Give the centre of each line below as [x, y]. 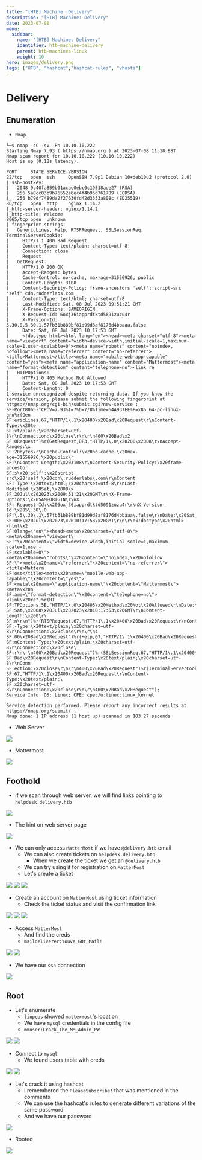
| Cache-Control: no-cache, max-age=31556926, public [80, 278]
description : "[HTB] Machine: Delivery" [58, 18]
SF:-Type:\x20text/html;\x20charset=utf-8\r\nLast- [72, 484]
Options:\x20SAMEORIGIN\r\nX [43, 500]
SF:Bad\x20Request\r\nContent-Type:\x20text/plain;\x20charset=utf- [94, 658]
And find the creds [47, 935]
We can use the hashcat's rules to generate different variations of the [110, 1103]
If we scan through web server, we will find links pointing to [88, 795]
